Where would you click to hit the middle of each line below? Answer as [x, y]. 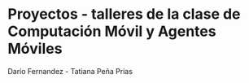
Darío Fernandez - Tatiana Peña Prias [70, 71]
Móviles [35, 49]
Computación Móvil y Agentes [112, 31]
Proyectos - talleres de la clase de [124, 14]
